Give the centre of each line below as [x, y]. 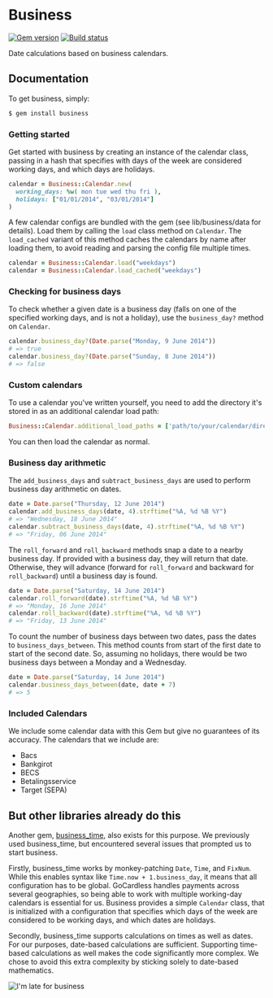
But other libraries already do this [95, 815]
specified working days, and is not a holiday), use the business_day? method [136, 318]
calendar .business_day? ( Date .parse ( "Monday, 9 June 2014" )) [113, 342]
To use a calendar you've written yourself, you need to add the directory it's [135, 403]
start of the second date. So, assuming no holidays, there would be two [128, 654]
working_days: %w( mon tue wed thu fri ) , [89, 192]
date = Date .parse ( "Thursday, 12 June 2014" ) [87, 504]
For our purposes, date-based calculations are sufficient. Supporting [123, 944]
